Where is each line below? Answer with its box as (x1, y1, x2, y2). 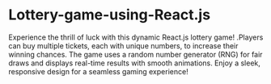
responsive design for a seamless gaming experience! (8, 66, 188, 76)
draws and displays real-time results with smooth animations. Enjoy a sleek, (8, 58, 261, 68)
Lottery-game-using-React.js (8, 6, 211, 24)
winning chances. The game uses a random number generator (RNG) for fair (8, 49, 263, 59)
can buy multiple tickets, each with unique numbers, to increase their (8, 40, 239, 50)
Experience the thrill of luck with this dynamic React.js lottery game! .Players (8, 32, 264, 42)
